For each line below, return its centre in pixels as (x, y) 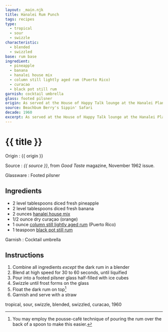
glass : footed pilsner (29, 98)
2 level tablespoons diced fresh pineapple (55, 203)
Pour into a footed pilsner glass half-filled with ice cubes (70, 278)
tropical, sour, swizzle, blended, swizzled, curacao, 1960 (63, 304)
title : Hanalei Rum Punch (32, 15)
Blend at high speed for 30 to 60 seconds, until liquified (70, 273)
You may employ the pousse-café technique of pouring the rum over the (87, 318)
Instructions (24, 255)
